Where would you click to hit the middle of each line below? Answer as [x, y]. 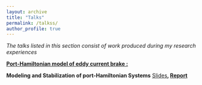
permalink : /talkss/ [32, 23]
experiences [22, 52]
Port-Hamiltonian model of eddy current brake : [67, 64]
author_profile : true [34, 29]
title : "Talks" [25, 17]
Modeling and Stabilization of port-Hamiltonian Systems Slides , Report [97, 75]
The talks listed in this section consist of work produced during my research [101, 46]
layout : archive [27, 12]
